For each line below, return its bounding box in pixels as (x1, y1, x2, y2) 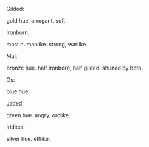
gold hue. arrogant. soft (6, 17, 66, 24)
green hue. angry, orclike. (6, 112, 71, 118)
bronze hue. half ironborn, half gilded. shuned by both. (6, 64, 144, 71)
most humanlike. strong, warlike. (6, 41, 88, 48)
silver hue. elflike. (6, 135, 50, 142)
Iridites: (6, 123, 26, 131)
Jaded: (6, 100, 24, 107)
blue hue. (6, 88, 30, 95)
